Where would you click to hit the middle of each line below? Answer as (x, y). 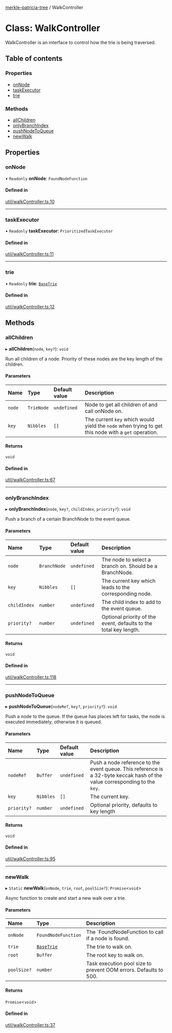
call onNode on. (104, 411)
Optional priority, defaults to (124, 805)
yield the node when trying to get (124, 425)
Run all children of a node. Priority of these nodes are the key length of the (84, 359)
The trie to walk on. (109, 947)
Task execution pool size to (119, 964)
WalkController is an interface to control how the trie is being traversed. (81, 42)
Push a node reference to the (125, 762)
